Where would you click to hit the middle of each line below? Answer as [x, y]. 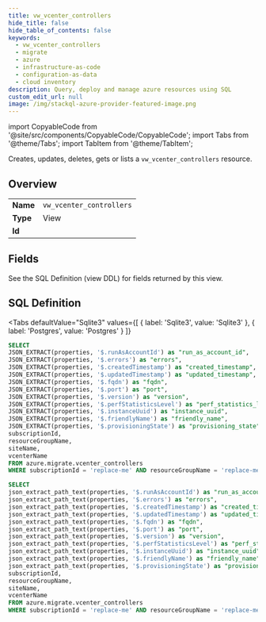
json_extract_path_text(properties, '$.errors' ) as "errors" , [113, 500]
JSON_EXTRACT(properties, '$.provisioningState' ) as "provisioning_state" [134, 426]
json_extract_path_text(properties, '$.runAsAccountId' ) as [110, 493]
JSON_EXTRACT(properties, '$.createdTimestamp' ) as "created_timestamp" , [133, 367]
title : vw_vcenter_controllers [60, 15]
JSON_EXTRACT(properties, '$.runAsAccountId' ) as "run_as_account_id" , [129, 353]
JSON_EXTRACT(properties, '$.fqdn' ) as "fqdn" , [88, 382]
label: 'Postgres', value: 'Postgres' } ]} [70, 331]
